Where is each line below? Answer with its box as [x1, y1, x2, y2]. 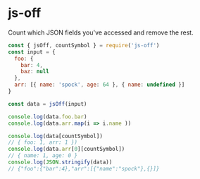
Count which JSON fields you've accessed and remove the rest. [8, 28, 194, 37]
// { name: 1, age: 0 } [8, 152, 78, 159]
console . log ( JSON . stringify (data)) [8, 159, 113, 166]
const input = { [8, 48, 56, 56]
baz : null [20, 68, 50, 75]
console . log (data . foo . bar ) [8, 113, 87, 121]
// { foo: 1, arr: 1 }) [8, 139, 78, 146]
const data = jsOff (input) [8, 100, 87, 107]
